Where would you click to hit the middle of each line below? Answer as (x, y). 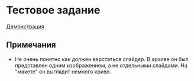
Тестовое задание (53, 10)
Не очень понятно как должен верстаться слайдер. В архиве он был (101, 59)
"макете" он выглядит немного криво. (63, 72)
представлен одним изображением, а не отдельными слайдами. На (101, 65)
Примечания (31, 45)
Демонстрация (25, 26)
